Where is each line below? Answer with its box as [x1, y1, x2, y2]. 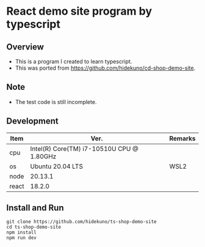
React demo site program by [6, 4, 153, 18]
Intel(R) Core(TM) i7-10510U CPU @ [30, 144, 138, 153]
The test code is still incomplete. [15, 98, 97, 105]
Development [6, 116, 59, 127]
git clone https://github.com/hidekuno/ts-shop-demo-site [6, 219, 157, 225]
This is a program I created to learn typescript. [15, 58, 132, 65]
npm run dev [6, 235, 37, 241]
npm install [6, 229, 37, 236]
